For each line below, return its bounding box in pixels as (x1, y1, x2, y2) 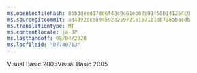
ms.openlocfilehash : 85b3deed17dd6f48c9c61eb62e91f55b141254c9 (7, 9, 191, 17)
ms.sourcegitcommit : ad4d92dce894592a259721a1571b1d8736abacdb (7, 16, 191, 23)
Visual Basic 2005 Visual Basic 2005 (7, 60, 108, 68)
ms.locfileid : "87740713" (7, 41, 80, 48)
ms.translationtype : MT (7, 22, 75, 29)
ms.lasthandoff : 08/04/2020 (7, 35, 87, 42)
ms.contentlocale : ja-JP (7, 28, 78, 36)
